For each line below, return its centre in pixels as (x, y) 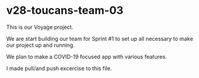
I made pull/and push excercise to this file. (59, 68)
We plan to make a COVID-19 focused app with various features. (87, 56)
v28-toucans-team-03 (65, 10)
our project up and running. (40, 45)
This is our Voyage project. (40, 27)
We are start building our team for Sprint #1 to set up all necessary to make (100, 38)
